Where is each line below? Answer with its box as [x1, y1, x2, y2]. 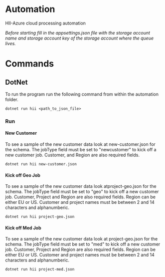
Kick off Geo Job [5, 172, 41, 178]
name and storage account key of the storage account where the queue [5, 35, 154, 41]
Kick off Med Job [5, 224, 41, 231]
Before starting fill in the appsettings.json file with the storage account [5, 30, 151, 36]
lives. [5, 40, 16, 46]
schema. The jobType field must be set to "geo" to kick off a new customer [5, 189, 159, 195]
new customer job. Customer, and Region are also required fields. [5, 152, 140, 158]
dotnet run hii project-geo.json [5, 214, 75, 219]
